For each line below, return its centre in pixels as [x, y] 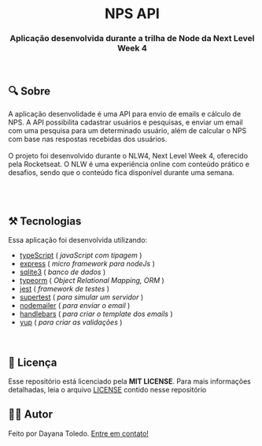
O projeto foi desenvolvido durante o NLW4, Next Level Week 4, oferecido [128, 156]
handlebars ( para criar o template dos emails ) [96, 314]
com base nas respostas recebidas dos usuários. [88, 139]
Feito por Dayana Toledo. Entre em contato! [79, 433]
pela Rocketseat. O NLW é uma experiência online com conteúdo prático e [129, 164]
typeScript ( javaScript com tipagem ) [81, 255]
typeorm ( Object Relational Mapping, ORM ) [92, 281]
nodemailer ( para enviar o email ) [75, 306]
